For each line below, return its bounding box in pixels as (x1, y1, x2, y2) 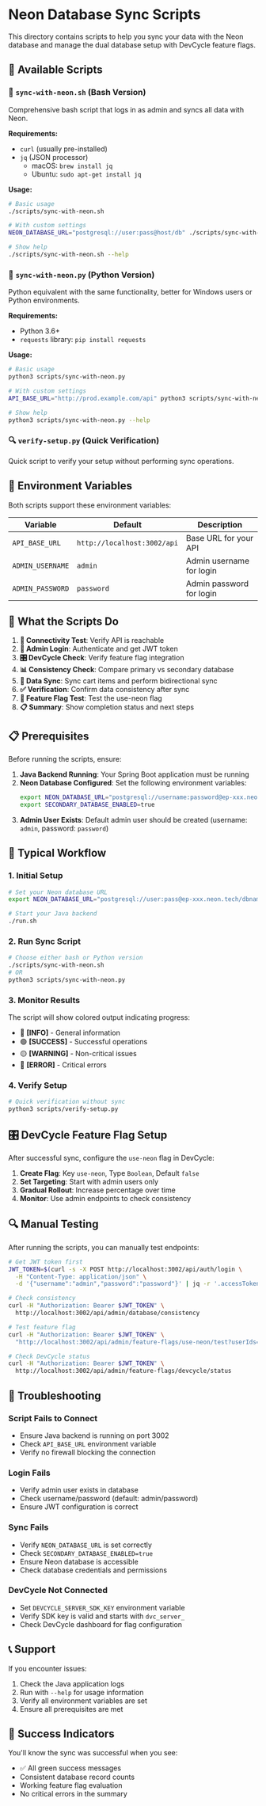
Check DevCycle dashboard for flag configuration (19, 1619, 183, 1629)
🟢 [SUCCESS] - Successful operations (19, 1037, 148, 1047)
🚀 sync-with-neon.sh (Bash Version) (8, 87, 146, 98)
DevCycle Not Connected (8, 1585, 108, 1596)
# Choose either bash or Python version (8, 954, 144, 962)
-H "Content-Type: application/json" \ (15, 1272, 147, 1280)
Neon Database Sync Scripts (8, 6, 201, 24)
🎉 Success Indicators (8, 1728, 115, 1741)
